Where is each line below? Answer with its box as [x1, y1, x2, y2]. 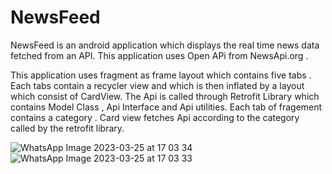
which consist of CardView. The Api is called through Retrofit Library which [10, 90, 320, 102]
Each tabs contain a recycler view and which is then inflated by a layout [10, 79, 305, 91]
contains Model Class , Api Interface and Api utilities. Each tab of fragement [10, 101, 323, 113]
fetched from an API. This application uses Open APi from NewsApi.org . [10, 49, 309, 61]
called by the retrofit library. [10, 122, 125, 134]
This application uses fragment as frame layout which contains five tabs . [10, 69, 312, 81]
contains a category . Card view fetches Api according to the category [10, 111, 300, 123]
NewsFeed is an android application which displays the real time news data [10, 39, 320, 51]
